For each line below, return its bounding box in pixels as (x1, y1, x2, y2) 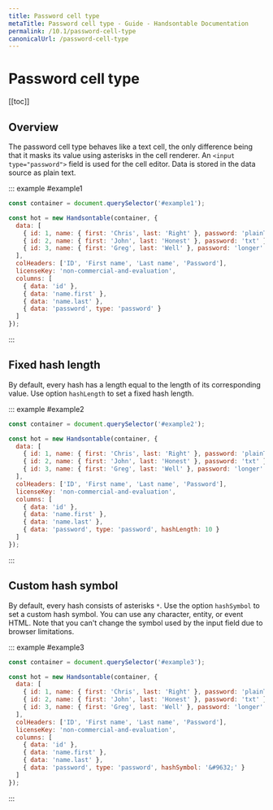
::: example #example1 (8, 184, 83, 193)
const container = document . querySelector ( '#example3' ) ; (8, 658, 206, 666)
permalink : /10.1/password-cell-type (8, 27, 136, 35)
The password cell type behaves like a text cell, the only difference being (8, 142, 253, 151)
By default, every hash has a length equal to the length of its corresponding (8, 379, 262, 389)
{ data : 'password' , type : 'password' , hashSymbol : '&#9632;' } (23, 764, 245, 772)
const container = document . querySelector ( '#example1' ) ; (8, 199, 206, 208)
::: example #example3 (8, 642, 84, 652)
